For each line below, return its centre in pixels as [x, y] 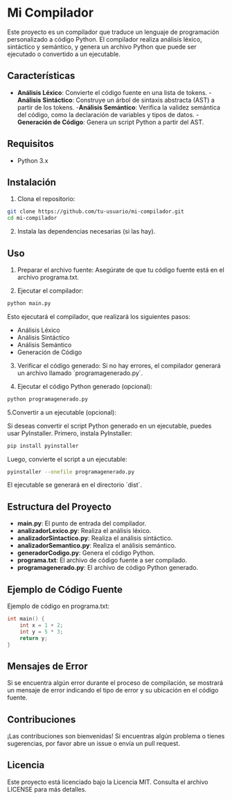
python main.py [29, 303]
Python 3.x [33, 160]
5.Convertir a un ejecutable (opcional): [62, 412]
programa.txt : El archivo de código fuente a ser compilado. [102, 560]
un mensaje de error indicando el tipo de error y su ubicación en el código [113, 690]
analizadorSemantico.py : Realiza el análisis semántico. [97, 546]
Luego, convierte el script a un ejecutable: [67, 459]
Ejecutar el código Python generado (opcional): [84, 386]
